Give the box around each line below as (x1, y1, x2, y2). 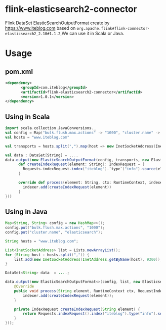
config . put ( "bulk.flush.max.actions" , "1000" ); (5, 225, 105, 231)
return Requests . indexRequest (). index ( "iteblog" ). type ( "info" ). (23, 311, 158, 316)
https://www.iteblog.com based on (5, 25, 76, 31)
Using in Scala (5, 112, 50, 121)
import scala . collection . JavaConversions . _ (5, 126, 96, 131)
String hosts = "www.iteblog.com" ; (5, 238, 79, 243)
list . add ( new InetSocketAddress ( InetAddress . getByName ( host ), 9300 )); (14, 257, 163, 262)
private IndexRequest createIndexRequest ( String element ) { (14, 307, 140, 312)
